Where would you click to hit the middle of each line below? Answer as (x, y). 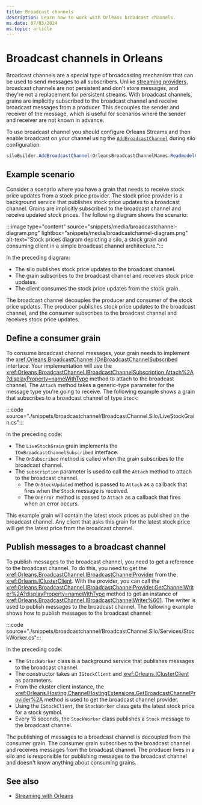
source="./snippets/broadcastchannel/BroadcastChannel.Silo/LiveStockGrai (100, 416)
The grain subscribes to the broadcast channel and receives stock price (104, 275)
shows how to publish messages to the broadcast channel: (79, 613)
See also (23, 781)
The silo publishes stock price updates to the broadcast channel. (95, 269)
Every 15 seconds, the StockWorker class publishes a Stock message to (103, 719)
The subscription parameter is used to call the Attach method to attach (103, 471)
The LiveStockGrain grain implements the (66, 446)
